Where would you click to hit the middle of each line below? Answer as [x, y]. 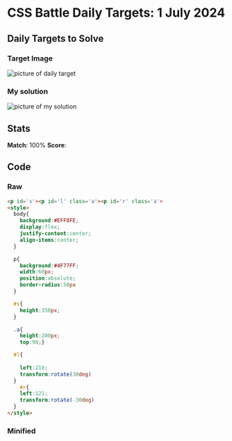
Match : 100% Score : [37, 145]
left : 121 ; [34, 394]
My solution [28, 91]
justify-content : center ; [56, 234]
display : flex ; [40, 227]
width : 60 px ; [37, 272]
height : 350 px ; [40, 310]
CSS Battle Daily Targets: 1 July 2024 [116, 13]
